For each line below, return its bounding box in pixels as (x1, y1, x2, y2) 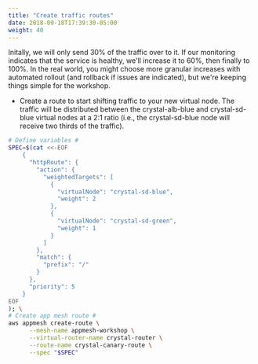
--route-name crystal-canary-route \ (28, 341, 153, 349)
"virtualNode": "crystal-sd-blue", (57, 188, 174, 196)
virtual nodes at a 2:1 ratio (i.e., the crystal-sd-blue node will (35, 113, 230, 123)
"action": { (36, 166, 76, 174)
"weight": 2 (57, 195, 96, 203)
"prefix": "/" (42, 261, 89, 269)
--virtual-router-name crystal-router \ (28, 334, 163, 342)
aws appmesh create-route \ (8, 319, 100, 327)
